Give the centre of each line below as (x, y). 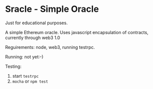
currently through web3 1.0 (33, 38)
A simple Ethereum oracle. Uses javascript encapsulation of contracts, (77, 32)
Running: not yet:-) (24, 57)
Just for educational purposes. (36, 23)
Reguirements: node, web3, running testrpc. (50, 47)
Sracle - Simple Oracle (52, 9)
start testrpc (25, 76)
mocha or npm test (30, 81)
